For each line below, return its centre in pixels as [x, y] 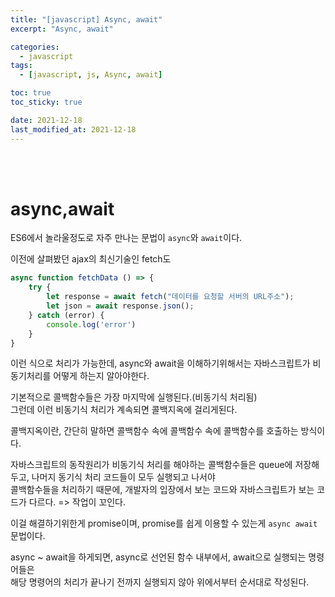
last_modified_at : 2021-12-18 [73, 129]
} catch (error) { [66, 315]
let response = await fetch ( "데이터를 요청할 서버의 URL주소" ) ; [170, 297]
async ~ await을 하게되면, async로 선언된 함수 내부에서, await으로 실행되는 [158, 557]
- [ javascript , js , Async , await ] [91, 75]
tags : [21, 66]
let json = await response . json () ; [120, 306]
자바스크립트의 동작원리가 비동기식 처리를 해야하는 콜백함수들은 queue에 [151, 465]
